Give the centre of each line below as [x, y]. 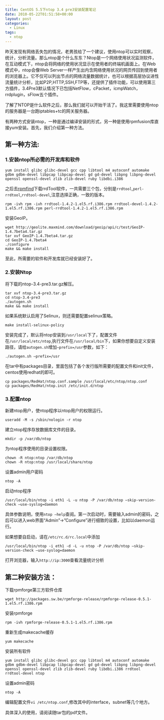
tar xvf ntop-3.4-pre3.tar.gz [36, 293]
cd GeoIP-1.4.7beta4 [26, 240]
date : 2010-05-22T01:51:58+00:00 [39, 14]
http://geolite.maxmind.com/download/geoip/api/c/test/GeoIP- [81, 227]
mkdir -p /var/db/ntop [28, 439]
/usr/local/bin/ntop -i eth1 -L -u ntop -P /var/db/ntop [64, 500]
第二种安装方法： [31, 577]
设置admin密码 [20, 683]
